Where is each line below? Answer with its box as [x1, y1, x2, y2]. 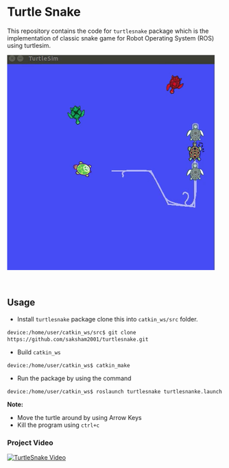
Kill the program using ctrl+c [16, 421, 100, 429]
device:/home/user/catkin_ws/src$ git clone [7, 329, 136, 336]
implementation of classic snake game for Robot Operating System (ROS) [7, 34, 215, 42]
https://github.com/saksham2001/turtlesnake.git [7, 336, 149, 343]
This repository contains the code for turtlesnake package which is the [7, 27, 209, 35]
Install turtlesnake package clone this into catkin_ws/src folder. [16, 315, 198, 323]
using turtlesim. [7, 41, 51, 49]
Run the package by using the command [16, 374, 132, 382]
